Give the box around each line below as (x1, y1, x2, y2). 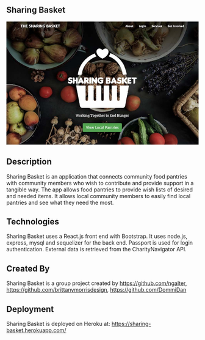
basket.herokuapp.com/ (6, 327, 67, 334)
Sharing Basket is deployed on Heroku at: (6, 320, 110, 328)
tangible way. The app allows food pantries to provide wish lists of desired (6, 186, 193, 193)
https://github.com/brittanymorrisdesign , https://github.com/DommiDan (6, 286, 187, 294)
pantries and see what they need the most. (6, 199, 114, 206)
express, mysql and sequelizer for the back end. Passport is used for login (6, 239, 193, 246)
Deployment (6, 304, 54, 314)
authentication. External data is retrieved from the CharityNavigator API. (6, 246, 187, 253)
